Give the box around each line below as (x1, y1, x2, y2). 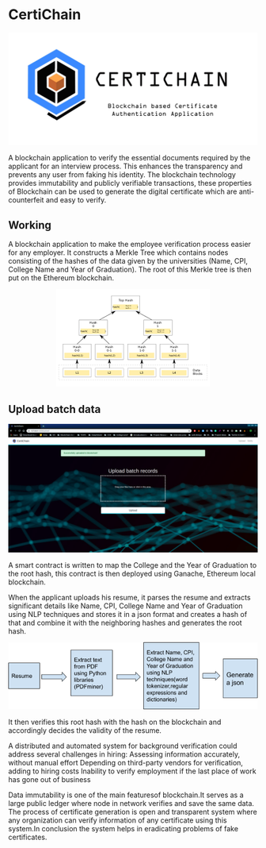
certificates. (8, 832, 47, 842)
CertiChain (8, 6, 82, 24)
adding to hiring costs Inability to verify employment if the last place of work (8, 766, 256, 776)
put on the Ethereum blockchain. (8, 273, 115, 283)
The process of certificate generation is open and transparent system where (8, 807, 257, 816)
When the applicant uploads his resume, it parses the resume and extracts (8, 592, 251, 602)
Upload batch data (8, 403, 101, 416)
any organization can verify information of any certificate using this (8, 815, 227, 825)
